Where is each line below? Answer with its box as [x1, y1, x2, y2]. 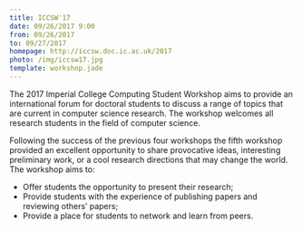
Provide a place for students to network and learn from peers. [22, 210, 254, 221]
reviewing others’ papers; [22, 200, 119, 211]
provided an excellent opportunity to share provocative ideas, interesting [9, 144, 281, 155]
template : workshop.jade [9, 64, 103, 73]
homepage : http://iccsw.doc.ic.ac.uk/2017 [9, 47, 172, 56]
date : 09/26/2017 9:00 [9, 22, 95, 31]
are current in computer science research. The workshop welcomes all [9, 108, 274, 119]
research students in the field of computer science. [9, 117, 201, 128]
